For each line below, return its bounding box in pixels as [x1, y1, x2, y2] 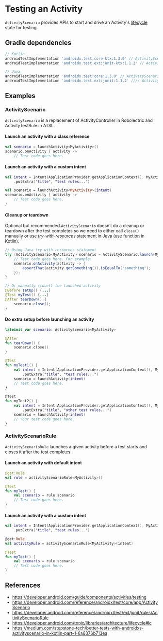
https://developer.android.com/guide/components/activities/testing [12, 594, 147, 600]
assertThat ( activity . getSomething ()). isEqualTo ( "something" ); [22, 265, 151, 270]
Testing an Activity [5, 3, 83, 15]
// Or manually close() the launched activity [5, 283, 101, 288]
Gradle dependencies [5, 39, 72, 47]
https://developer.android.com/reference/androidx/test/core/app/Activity [12, 599, 158, 605]
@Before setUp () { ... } [5, 288, 51, 293]
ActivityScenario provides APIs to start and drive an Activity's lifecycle [5, 19, 148, 25]
